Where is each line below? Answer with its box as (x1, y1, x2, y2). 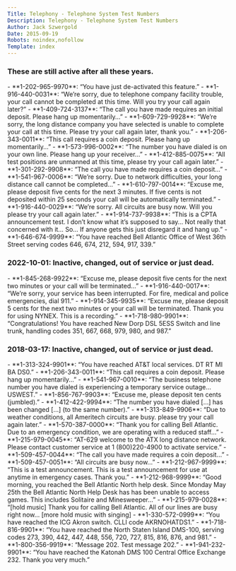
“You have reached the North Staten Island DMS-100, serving (45, 525, 225, 534)
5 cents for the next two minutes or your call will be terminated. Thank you (7, 304, 224, 312)
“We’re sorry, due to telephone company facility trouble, (60, 90, 224, 99)
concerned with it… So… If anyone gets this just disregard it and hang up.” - (7, 225, 228, 234)
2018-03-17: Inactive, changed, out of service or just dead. (7, 344, 213, 354)
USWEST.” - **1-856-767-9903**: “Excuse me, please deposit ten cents (7, 390, 222, 399)
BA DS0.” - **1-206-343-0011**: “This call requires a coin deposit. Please (7, 367, 225, 376)
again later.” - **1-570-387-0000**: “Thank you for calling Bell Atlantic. (7, 420, 218, 428)
